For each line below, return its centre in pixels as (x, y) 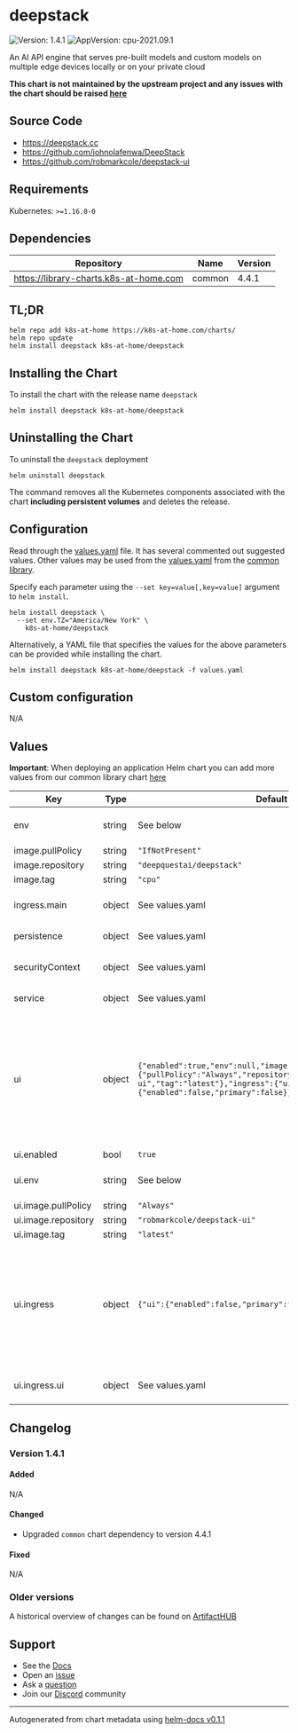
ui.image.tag (39, 1234)
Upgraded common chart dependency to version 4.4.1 (116, 1534)
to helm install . (39, 596)
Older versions (42, 1597)
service (29, 998)
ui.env (27, 1180)
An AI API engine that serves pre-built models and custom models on (135, 57)
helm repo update (41, 338)
